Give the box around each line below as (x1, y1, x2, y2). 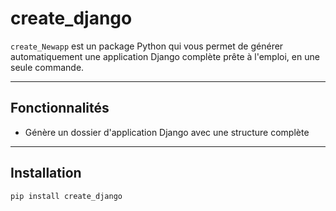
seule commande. (10, 61, 85, 73)
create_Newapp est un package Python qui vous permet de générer (10, 40, 284, 52)
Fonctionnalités (10, 100, 110, 117)
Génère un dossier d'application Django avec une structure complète (24, 126, 310, 138)
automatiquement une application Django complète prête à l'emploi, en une (10, 50, 320, 62)
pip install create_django (10, 191, 123, 201)
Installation (10, 165, 82, 182)
